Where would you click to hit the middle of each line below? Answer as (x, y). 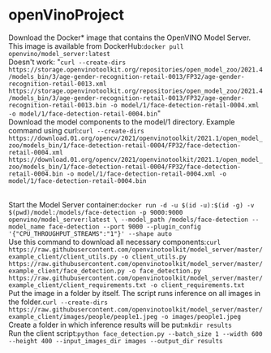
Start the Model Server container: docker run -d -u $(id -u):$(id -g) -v (131, 204)
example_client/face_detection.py (67, 271)
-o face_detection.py (165, 271)
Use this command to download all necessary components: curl (115, 242)
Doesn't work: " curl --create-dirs (67, 62)
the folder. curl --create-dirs (58, 302)
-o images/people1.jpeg (201, 316)
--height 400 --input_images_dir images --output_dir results (116, 341)
